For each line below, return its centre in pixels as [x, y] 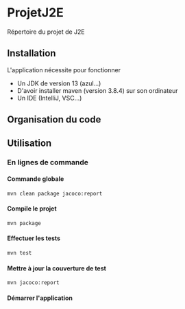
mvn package [24, 223]
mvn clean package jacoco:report [55, 193]
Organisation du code [54, 119]
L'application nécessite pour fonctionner [64, 70]
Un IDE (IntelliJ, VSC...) [49, 98]
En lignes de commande [48, 162]
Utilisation [29, 143]
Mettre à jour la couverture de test [57, 268]
